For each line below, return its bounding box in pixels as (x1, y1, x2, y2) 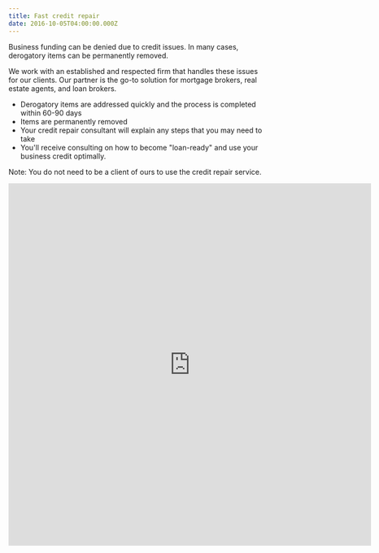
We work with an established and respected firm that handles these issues (8, 66, 259, 76)
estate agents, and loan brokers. (8, 83, 117, 94)
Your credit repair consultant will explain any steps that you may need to (20, 125, 263, 135)
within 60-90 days (20, 107, 82, 118)
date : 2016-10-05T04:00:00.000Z (8, 20, 118, 28)
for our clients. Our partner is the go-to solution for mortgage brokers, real (8, 75, 258, 85)
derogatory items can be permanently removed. (8, 50, 169, 60)
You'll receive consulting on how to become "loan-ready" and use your (20, 142, 259, 152)
